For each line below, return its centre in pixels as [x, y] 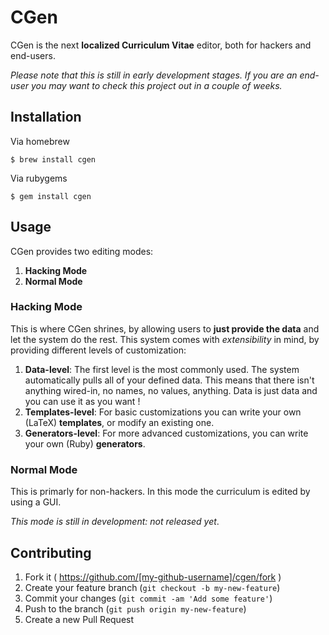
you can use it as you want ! [82, 401]
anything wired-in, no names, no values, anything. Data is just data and [171, 390]
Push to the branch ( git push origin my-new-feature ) [135, 608]
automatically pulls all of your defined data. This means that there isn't [169, 380]
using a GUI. [36, 502]
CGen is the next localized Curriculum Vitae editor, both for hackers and [161, 45]
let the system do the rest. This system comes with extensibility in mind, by [165, 339]
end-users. [33, 55]
